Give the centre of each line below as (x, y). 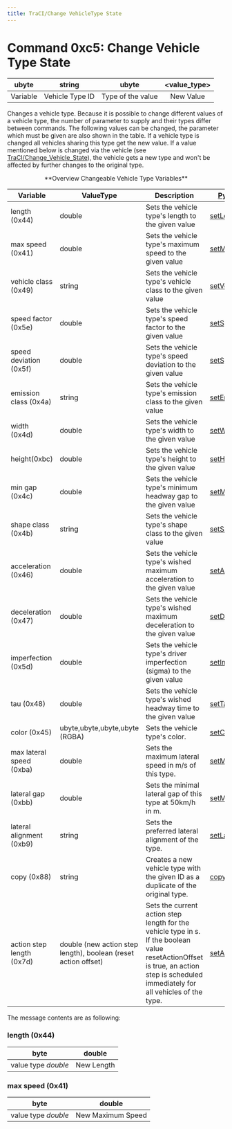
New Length (95, 1065)
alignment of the (172, 840)
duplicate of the (171, 885)
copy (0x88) (31, 876)
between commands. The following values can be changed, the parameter (113, 128)
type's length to (171, 215)
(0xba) (22, 769)
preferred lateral (172, 831)
